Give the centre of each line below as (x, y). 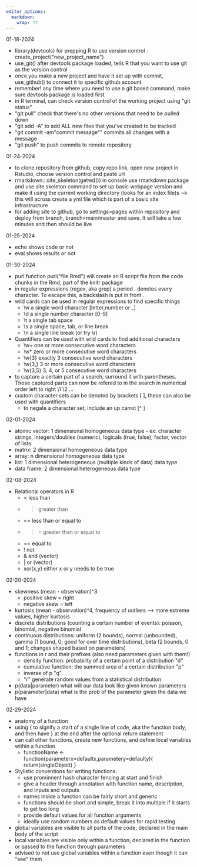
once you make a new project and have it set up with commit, (89, 76)
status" (23, 107)
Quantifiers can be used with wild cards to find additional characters (97, 339)
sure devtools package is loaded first (59, 94)
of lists (23, 444)
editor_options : (26, 12)
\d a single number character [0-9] (66, 314)
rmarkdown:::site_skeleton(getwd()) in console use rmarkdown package (102, 180)
